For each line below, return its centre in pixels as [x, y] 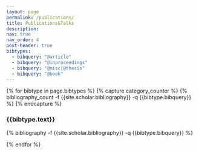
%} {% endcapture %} [34, 104]
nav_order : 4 [23, 40]
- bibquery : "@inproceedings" [50, 62]
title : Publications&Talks [40, 23]
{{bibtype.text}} [31, 120]
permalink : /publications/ [40, 18]
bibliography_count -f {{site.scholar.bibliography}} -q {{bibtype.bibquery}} [99, 97]
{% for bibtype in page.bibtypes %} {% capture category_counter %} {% [97, 91]
